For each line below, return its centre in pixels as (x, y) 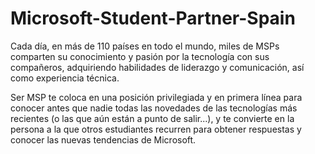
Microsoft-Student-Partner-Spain (153, 18)
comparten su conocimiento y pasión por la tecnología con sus (140, 56)
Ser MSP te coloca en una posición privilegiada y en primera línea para (156, 97)
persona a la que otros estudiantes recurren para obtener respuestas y (156, 129)
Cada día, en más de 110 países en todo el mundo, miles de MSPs (145, 46)
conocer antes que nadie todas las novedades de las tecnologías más (154, 108)
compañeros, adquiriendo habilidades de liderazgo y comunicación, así (157, 67)
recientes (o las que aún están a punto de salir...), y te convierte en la (152, 118)
